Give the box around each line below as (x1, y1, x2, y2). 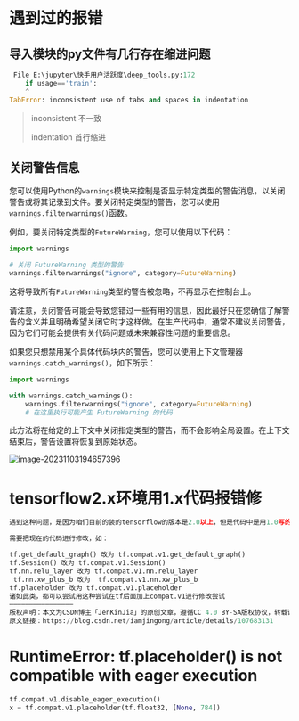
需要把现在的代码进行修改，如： (9, 534, 109, 544)
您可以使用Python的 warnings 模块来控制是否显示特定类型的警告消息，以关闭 (9, 185, 286, 196)
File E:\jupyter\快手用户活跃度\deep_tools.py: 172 (12, 70, 196, 79)
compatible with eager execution (9, 666, 258, 686)
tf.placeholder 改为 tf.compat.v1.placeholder (9, 583, 182, 593)
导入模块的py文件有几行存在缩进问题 (9, 46, 211, 61)
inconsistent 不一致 (30, 112, 102, 123)
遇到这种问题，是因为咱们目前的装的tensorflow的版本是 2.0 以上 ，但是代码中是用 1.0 (9, 518, 279, 527)
